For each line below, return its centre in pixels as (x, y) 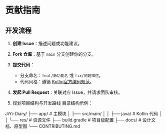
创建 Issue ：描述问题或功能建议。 (47, 43)
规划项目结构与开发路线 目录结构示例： (52, 103)
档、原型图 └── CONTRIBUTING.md (43, 126)
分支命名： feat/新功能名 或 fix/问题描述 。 (61, 75)
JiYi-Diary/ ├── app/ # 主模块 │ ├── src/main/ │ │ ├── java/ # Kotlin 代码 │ (84, 114)
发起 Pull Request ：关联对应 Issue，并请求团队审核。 (67, 92)
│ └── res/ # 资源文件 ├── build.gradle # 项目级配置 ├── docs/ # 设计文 (80, 120)
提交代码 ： (23, 65)
